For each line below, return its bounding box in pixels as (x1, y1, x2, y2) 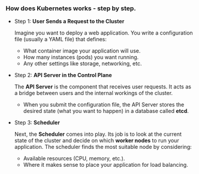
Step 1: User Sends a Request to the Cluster (14, 18, 125, 25)
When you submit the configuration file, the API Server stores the (23, 101, 185, 108)
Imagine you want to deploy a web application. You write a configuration (14, 29, 193, 36)
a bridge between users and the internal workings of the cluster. (14, 90, 173, 97)
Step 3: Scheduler (14, 119, 61, 126)
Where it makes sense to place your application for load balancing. (23, 161, 188, 169)
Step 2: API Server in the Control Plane (14, 72, 112, 79)
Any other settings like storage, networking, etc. (23, 60, 142, 67)
